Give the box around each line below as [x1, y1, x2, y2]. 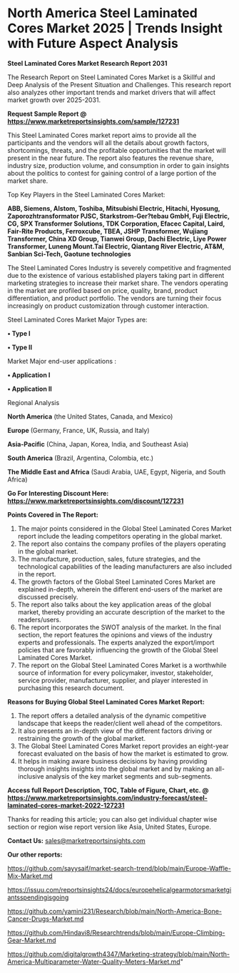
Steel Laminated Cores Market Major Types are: [7, 315, 148, 324]
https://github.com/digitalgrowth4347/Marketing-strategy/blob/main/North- [7, 949, 230, 958]
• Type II [7, 343, 33, 351]
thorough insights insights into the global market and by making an [17, 764, 214, 773]
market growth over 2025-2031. [7, 95, 101, 104]
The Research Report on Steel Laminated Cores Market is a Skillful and [7, 73, 215, 81]
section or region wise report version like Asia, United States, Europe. [7, 822, 212, 831]
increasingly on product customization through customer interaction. [7, 301, 209, 310]
